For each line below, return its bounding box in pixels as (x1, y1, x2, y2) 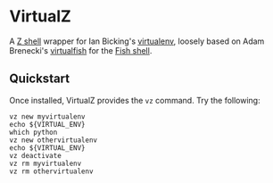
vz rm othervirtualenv (9, 167, 94, 176)
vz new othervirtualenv (9, 136, 98, 145)
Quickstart (9, 71, 70, 87)
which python (9, 128, 58, 137)
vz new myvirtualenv (9, 112, 87, 121)
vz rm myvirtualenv (9, 159, 82, 168)
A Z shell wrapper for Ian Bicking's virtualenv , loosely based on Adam (9, 36, 265, 46)
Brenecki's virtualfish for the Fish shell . (9, 45, 153, 55)
